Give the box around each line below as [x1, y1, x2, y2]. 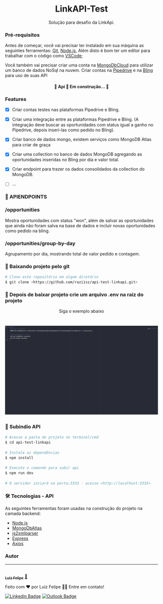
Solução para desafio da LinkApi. [48, 19, 115, 25]
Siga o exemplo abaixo [59, 308, 104, 314]
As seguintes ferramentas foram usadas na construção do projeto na [5, 506, 143, 511]
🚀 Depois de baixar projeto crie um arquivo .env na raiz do [5, 291, 144, 298]
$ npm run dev [5, 471, 34, 476]
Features [5, 95, 27, 102]
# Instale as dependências [5, 450, 60, 455]
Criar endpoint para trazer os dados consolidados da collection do [12, 166, 145, 172]
